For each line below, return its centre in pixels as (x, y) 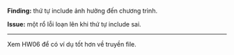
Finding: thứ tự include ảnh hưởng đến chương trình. (83, 11)
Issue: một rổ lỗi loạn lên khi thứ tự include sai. (74, 24)
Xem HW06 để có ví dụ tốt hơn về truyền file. (72, 44)
